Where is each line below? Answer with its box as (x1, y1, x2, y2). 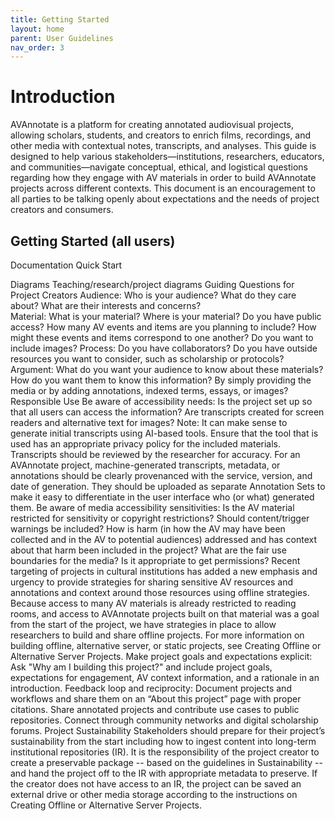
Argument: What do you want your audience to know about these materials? (10, 364, 324, 375)
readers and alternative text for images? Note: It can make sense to (10, 417, 288, 428)
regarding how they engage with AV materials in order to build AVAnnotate (10, 172, 317, 184)
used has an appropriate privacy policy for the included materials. (10, 438, 282, 450)
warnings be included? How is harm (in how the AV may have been (10, 523, 286, 535)
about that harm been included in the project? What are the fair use (10, 544, 287, 556)
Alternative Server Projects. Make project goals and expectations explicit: (10, 651, 313, 662)
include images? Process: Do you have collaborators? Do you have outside (10, 342, 318, 354)
